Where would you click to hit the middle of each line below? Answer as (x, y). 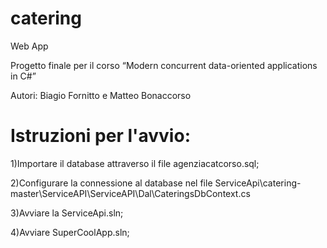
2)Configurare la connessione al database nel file (111, 183)
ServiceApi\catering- (258, 183)
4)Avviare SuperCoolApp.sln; (70, 232)
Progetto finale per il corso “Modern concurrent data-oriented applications (164, 65)
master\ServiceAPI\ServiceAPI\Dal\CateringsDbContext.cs (130, 193)
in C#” (23, 76)
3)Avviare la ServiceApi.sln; (67, 213)
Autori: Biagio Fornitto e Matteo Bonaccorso (101, 95)
